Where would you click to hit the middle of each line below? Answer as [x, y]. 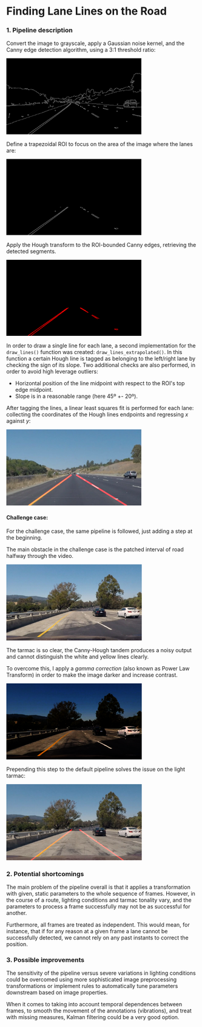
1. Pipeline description [39, 30]
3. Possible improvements [45, 959]
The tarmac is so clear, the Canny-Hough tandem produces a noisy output [99, 650]
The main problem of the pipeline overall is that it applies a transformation [99, 887]
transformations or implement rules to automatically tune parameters [92, 986]
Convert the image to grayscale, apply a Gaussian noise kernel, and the [96, 43]
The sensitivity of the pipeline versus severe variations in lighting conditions [101, 973]
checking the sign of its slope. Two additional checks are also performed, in [101, 365]
